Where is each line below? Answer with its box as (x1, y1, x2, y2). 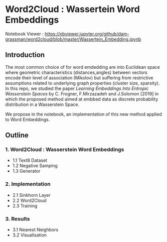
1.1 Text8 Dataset (12, 157, 48, 164)
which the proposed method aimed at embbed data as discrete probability (5, 96, 158, 102)
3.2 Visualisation (12, 232, 47, 238)
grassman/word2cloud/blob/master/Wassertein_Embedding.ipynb (5, 36, 141, 42)
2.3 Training (12, 202, 38, 209)
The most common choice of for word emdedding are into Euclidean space (5, 64, 160, 70)
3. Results (5, 215, 30, 222)
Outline (5, 131, 29, 140)
